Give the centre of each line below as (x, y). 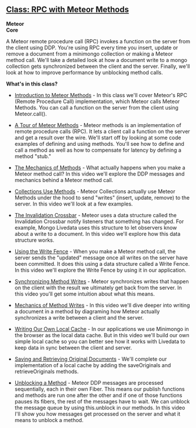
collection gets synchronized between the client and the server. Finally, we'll (98, 66)
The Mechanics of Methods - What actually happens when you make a (100, 167)
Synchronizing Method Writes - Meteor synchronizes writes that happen (102, 281)
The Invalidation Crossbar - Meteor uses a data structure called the (95, 215)
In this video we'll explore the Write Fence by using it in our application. (100, 270)
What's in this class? (32, 84)
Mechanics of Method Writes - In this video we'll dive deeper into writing (102, 305)
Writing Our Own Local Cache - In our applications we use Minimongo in (102, 329)
